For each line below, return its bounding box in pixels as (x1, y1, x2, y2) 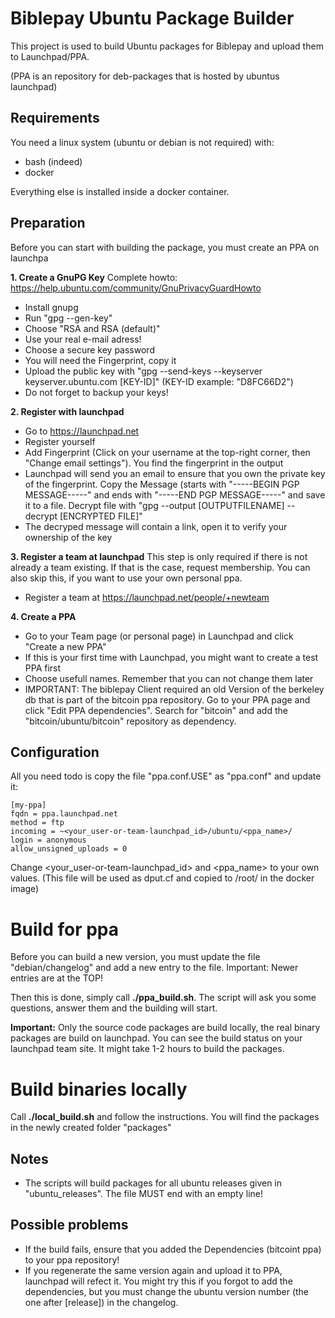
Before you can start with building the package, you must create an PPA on (10, 241, 320, 253)
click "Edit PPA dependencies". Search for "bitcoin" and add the (24, 704, 288, 716)
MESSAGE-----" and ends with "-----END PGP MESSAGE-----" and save (24, 488, 326, 501)
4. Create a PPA (10, 610, 77, 622)
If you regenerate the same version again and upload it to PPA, (24, 1264, 283, 1276)
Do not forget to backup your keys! (24, 386, 169, 398)
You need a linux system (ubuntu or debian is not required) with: (10, 136, 275, 148)
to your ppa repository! (24, 1253, 120, 1266)
